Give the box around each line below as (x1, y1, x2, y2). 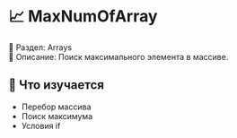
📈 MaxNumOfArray (8, 6, 158, 27)
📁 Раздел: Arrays (8, 41, 73, 53)
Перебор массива (21, 101, 92, 112)
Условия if (21, 120, 61, 131)
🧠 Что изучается (8, 77, 105, 93)
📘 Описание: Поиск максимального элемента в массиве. (8, 51, 229, 62)
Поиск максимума (21, 110, 93, 121)
